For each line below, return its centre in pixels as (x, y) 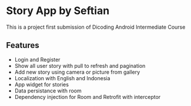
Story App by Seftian (58, 11)
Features (23, 45)
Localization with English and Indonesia (62, 78)
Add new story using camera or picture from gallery (77, 72)
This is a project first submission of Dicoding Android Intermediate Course (96, 27)
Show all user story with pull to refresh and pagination (80, 66)
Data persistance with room (48, 90)
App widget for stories (42, 84)
